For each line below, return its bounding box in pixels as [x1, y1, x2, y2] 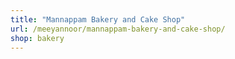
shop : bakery [10, 33, 65, 43]
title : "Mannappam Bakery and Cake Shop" [10, 14, 186, 25]
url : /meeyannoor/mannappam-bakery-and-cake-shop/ [10, 24, 226, 34]
